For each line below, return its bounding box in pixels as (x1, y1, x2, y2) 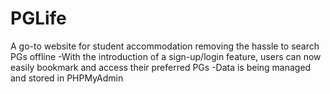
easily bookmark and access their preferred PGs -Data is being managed (10, 61, 312, 73)
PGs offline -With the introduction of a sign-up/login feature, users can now (10, 50, 322, 62)
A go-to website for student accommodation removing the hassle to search (10, 40, 320, 52)
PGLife (10, 7, 67, 30)
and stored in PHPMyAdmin (10, 72, 124, 84)
